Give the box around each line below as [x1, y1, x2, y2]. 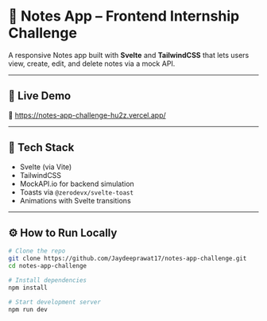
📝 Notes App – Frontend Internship [8, 7, 240, 25]
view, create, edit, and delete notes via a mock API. [8, 59, 176, 68]
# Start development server [8, 298, 102, 306]
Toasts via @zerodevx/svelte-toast [19, 187, 133, 197]
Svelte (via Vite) [19, 162, 72, 172]
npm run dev [8, 305, 48, 313]
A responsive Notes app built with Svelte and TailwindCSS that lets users [8, 50, 250, 60]
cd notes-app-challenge [8, 262, 87, 270]
